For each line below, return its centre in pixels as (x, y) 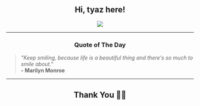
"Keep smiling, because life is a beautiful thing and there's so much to (107, 58)
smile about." (37, 64)
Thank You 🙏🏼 (100, 95)
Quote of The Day (100, 45)
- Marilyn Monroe (43, 70)
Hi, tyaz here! (100, 10)
